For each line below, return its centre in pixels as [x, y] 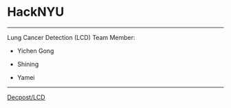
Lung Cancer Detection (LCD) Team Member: [71, 37]
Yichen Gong [35, 51]
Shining [28, 64]
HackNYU [36, 12]
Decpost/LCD [26, 97]
